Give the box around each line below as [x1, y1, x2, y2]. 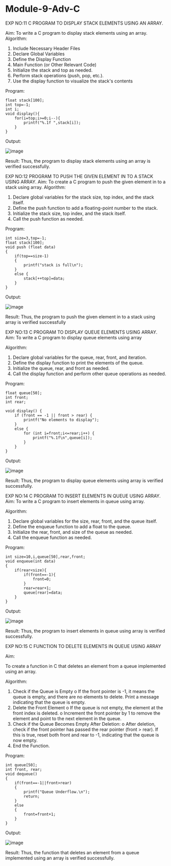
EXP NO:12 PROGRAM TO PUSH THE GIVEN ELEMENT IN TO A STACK [5, 173, 154, 179]
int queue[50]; [5, 762, 38, 768]
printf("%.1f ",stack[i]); [23, 120, 81, 125]
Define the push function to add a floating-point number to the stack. [12, 205, 158, 211]
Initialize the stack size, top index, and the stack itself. [12, 210, 126, 216]
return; [23, 794, 40, 799]
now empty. [12, 737, 38, 743]
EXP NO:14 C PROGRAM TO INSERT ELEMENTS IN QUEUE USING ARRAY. [5, 492, 161, 499]
